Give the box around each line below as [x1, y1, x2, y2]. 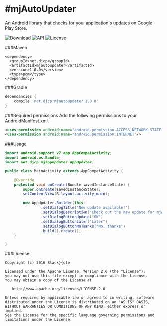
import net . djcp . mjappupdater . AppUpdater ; [5, 160, 94, 165]
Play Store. [5, 25, 27, 31]
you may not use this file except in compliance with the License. [5, 273, 148, 279]
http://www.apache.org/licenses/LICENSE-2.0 [11, 287, 106, 292]
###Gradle [5, 84, 27, 90]
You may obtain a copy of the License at [5, 278, 92, 283]
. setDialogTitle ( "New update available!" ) [40, 205, 130, 210]
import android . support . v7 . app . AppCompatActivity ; [5, 151, 112, 156]
